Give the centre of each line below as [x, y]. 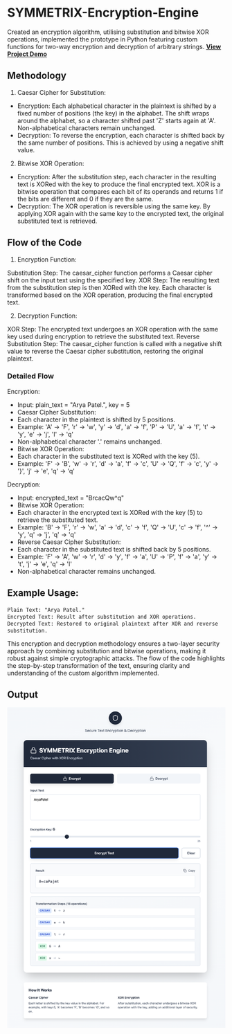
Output [23, 695]
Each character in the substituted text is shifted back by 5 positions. [114, 549]
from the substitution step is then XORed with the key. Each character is [109, 287]
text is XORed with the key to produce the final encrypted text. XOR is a [119, 184]
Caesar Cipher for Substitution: [61, 92]
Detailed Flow [30, 377]
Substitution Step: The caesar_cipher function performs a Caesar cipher [110, 273]
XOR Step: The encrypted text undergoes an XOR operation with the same [113, 329]
